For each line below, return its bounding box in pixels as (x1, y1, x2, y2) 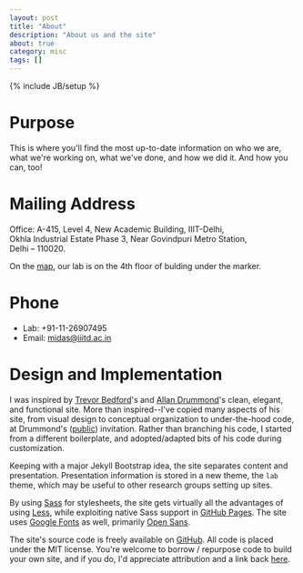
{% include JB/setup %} (9, 81, 100, 91)
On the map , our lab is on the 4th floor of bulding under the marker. (9, 260, 262, 271)
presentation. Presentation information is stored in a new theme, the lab (9, 469, 279, 480)
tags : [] (9, 55, 43, 65)
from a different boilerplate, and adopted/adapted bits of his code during (9, 433, 282, 444)
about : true (9, 38, 55, 48)
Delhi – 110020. (9, 243, 66, 254)
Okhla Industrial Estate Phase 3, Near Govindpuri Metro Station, (9, 233, 247, 244)
